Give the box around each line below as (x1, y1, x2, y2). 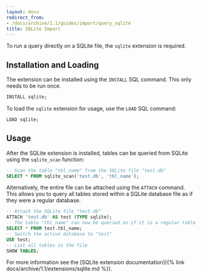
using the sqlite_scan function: (6, 155, 85, 163)
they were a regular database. (6, 197, 81, 204)
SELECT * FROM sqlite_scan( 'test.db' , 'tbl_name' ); (6, 173, 139, 179)
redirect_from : (6, 15, 45, 21)
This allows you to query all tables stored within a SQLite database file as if (6, 190, 193, 198)
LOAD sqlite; (6, 116, 39, 123)
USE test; (6, 236, 31, 242)
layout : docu (6, 8, 39, 15)
